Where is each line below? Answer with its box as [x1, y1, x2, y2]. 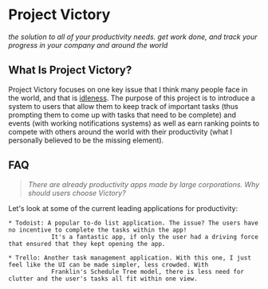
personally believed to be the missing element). [8, 135, 164, 145]
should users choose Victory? [27, 188, 126, 197]
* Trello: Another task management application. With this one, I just [8, 253, 251, 262]
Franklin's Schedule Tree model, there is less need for [50, 268, 245, 275]
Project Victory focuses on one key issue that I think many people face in [8, 84, 248, 94]
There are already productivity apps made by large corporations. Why [27, 179, 260, 189]
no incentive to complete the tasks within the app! [8, 225, 187, 234]
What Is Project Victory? [8, 64, 132, 77]
